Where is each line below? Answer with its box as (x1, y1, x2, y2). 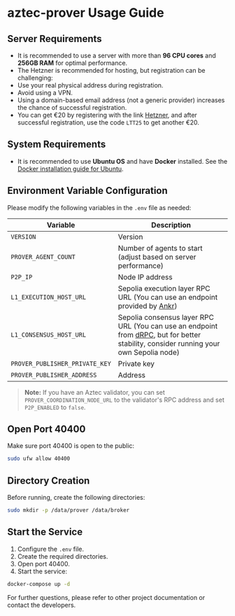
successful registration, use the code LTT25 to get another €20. (17, 118, 199, 127)
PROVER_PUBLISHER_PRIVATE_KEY (10, 359, 112, 367)
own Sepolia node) (117, 347, 180, 357)
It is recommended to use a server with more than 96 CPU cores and (17, 51, 217, 59)
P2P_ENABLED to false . (24, 402, 86, 411)
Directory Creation (7, 475, 90, 486)
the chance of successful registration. (17, 104, 127, 111)
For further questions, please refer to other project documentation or (7, 593, 206, 601)
